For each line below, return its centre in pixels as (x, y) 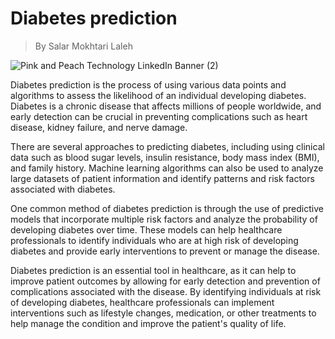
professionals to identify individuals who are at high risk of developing (154, 240)
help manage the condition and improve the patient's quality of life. (148, 323)
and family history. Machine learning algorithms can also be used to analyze (167, 168)
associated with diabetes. (63, 189)
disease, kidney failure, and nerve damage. (99, 127)
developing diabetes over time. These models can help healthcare (146, 229)
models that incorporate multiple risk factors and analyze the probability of (164, 219)
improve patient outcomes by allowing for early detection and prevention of (165, 281)
